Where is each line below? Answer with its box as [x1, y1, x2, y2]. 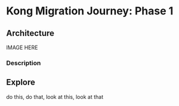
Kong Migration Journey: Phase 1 [6, 4, 174, 18]
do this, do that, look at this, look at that [6, 93, 103, 100]
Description [6, 59, 41, 67]
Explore [6, 77, 36, 87]
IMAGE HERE [6, 44, 38, 51]
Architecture [6, 28, 55, 38]
